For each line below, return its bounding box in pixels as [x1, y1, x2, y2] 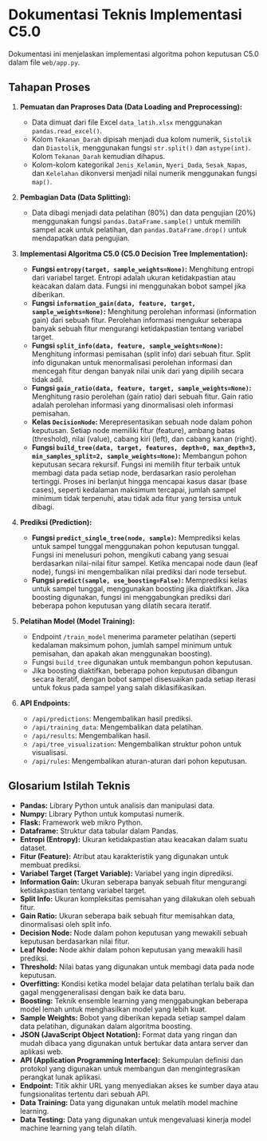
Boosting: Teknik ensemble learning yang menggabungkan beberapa [19, 996, 249, 1005]
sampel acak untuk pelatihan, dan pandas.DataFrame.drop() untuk [31, 225, 247, 234]
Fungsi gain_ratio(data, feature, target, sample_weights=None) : [31, 383, 252, 392]
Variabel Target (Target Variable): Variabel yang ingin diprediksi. [19, 869, 234, 878]
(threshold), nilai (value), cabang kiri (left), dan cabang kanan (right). [31, 434, 257, 443]
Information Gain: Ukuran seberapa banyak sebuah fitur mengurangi [19, 877, 247, 886]
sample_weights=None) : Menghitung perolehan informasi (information [31, 306, 257, 316]
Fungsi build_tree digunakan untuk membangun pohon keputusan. [31, 657, 253, 666]
